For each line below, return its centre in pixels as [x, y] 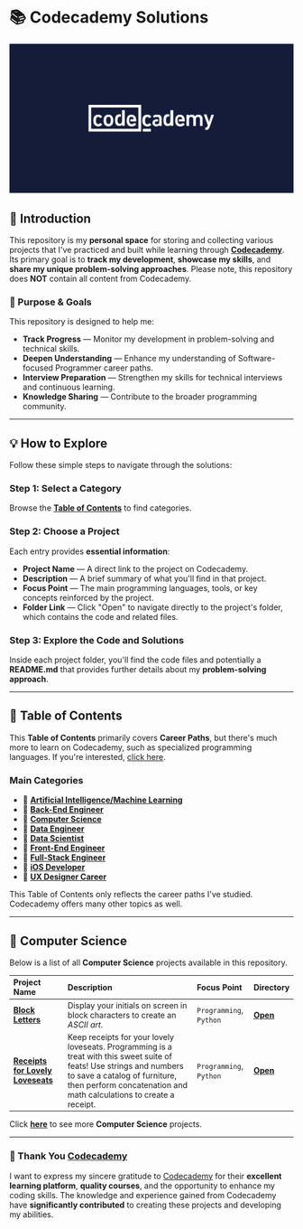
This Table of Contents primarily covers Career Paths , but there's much [143, 737]
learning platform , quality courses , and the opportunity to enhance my [142, 1186]
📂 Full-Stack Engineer [64, 858]
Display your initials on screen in [127, 1005]
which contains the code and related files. [100, 616]
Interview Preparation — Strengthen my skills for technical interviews [152, 378]
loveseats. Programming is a [120, 1046]
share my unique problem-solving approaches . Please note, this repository [151, 269]
